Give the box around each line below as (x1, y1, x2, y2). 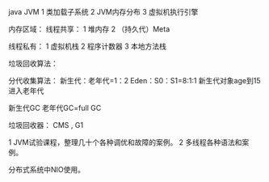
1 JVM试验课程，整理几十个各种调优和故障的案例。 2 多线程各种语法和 (8, 138, 242, 147)
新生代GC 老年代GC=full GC (8, 104, 102, 112)
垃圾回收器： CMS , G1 (8, 121, 83, 129)
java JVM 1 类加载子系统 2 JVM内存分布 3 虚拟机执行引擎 (8, 7, 199, 16)
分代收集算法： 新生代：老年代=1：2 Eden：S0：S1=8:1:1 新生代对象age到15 (8, 76, 261, 85)
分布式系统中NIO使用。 (8, 165, 86, 174)
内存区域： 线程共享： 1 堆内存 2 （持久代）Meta (8, 24, 170, 34)
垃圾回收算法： (8, 59, 58, 68)
